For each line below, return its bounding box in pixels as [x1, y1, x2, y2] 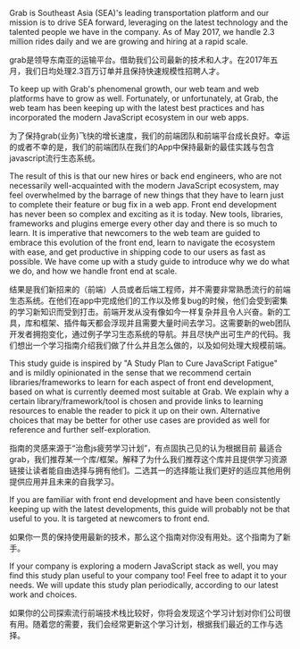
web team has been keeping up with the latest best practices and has [9, 103, 265, 113]
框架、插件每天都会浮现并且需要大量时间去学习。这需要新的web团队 [39, 317, 291, 328]
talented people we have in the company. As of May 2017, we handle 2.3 [9, 27, 275, 37]
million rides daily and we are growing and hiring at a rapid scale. [9, 36, 248, 46]
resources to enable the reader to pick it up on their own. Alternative [9, 406, 261, 416]
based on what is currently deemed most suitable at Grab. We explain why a [9, 386, 289, 397]
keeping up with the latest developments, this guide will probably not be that [9, 504, 290, 514]
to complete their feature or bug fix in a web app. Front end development [9, 199, 277, 209]
